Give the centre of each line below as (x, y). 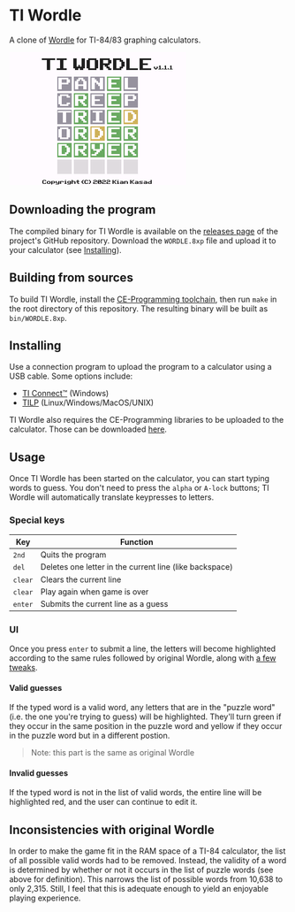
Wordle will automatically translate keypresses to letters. (112, 497)
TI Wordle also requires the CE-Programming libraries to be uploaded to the (147, 420)
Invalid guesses (39, 773)
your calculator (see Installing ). (65, 249)
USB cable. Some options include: (71, 376)
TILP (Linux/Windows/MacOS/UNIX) (88, 402)
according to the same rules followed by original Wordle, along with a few (143, 658)
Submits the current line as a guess (104, 604)
